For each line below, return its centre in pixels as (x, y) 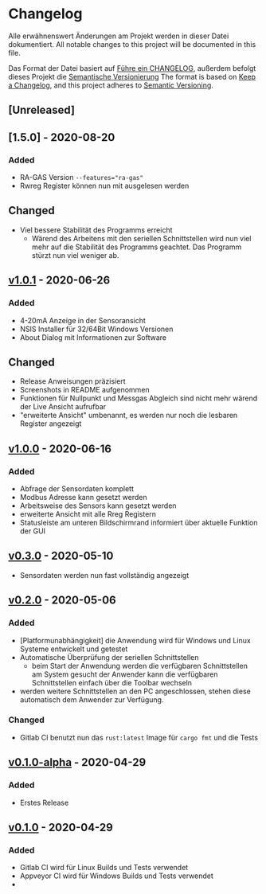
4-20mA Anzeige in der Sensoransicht (82, 320)
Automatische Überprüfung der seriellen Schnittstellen (109, 657)
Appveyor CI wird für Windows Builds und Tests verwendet (116, 876)
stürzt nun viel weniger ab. (75, 255)
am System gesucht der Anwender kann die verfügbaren (125, 674)
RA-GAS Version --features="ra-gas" (81, 178)
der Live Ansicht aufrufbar (63, 407)
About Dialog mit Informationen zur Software (93, 337)
